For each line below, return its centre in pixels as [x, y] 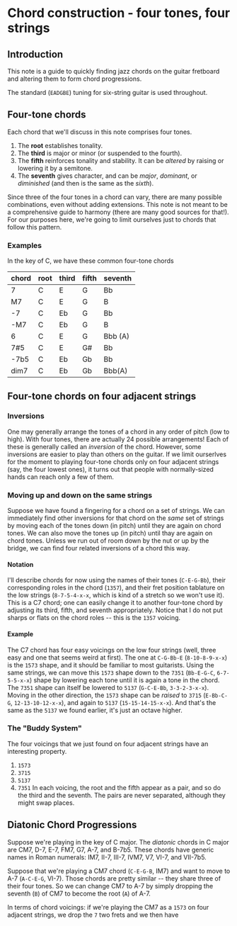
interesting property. [37, 751]
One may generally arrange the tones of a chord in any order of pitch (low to [118, 431]
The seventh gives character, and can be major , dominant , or [107, 176]
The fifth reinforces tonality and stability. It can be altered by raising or [121, 160]
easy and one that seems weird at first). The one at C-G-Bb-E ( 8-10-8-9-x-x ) [117, 657]
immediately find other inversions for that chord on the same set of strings [116, 518]
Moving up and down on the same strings [80, 495]
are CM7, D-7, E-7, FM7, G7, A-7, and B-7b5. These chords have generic [111, 849]
